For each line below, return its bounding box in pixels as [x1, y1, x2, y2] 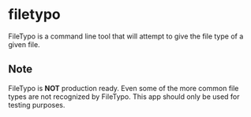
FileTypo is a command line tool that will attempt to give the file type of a [8, 31, 244, 41]
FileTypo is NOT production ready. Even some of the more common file [8, 83, 239, 93]
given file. [8, 39, 41, 49]
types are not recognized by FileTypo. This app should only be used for [8, 92, 240, 101]
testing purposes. [8, 100, 66, 109]
